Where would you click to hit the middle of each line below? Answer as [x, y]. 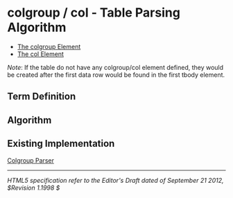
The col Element [41, 54]
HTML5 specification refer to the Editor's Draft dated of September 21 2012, [115, 180]
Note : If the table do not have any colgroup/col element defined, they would [115, 67]
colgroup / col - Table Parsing [94, 13]
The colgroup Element [49, 46]
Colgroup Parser [31, 160]
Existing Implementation [61, 144]
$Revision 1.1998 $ [34, 188]
